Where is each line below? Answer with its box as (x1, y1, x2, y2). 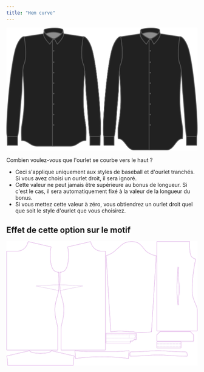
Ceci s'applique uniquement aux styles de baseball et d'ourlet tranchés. (15, 168, 195, 176)
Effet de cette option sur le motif (6, 225, 131, 235)
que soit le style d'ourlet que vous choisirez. (15, 207, 126, 214)
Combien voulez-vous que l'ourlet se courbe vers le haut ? (6, 156, 153, 164)
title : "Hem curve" (6, 10, 56, 16)
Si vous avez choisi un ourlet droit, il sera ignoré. (15, 175, 137, 182)
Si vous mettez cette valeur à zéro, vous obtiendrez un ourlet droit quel (15, 201, 193, 208)
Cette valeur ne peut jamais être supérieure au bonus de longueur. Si (15, 181, 188, 189)
